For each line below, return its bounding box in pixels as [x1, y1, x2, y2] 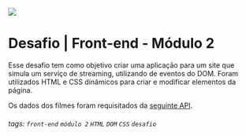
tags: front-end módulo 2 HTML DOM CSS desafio [8, 119, 157, 128]
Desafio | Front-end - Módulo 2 [8, 35, 215, 53]
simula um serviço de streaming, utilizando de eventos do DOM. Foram [8, 68, 239, 78]
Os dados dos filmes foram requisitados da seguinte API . [8, 101, 193, 110]
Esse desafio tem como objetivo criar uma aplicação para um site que [8, 60, 235, 70]
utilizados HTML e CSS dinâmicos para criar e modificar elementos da [8, 77, 237, 86]
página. [8, 85, 33, 94]
